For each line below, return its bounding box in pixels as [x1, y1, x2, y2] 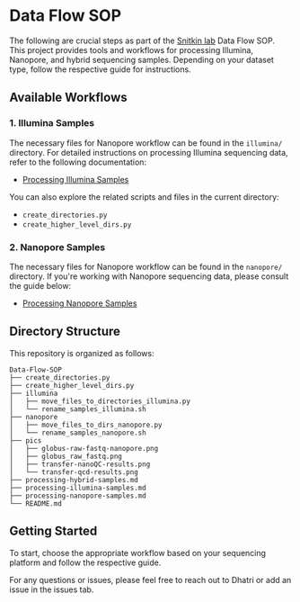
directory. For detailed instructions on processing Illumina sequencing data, [9, 147, 289, 157]
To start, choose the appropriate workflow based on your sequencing [9, 547, 267, 558]
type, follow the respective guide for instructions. [9, 64, 191, 75]
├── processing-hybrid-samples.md [9, 475, 139, 484]
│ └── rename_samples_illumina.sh [9, 404, 146, 414]
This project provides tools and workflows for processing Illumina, [9, 44, 254, 55]
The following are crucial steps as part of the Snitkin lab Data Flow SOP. [9, 35, 276, 46]
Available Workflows [9, 90, 128, 105]
